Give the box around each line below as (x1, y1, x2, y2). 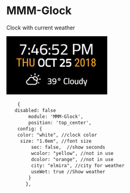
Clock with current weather (6, 24, 75, 31)
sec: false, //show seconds (31, 144, 105, 150)
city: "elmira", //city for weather (31, 162, 124, 168)
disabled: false (14, 107, 56, 113)
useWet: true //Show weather (31, 168, 105, 175)
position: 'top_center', (28, 119, 92, 126)
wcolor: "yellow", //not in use (31, 150, 114, 156)
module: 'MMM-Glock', (28, 113, 84, 119)
